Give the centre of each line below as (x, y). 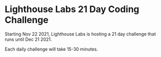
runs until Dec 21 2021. (29, 39)
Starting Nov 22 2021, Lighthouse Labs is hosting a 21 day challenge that (80, 34)
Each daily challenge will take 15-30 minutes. (51, 49)
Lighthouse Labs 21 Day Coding (72, 9)
